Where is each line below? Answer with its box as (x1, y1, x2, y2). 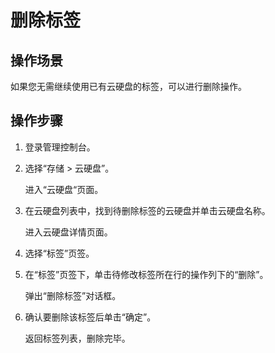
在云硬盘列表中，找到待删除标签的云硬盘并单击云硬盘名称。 (24, 204, 271, 216)
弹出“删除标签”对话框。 (24, 289, 122, 301)
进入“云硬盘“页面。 (24, 183, 104, 195)
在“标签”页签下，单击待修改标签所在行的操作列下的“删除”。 (24, 268, 269, 280)
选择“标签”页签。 (24, 247, 95, 259)
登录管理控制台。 (24, 141, 96, 153)
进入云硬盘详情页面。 (24, 226, 113, 238)
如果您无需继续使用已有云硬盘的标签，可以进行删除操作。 (10, 81, 247, 92)
